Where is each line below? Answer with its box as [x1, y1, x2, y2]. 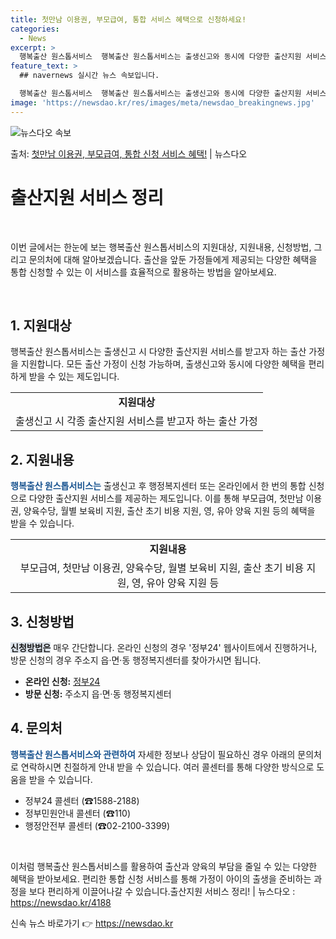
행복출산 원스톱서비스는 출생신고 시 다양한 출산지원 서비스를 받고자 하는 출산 [10, 346, 307, 358]
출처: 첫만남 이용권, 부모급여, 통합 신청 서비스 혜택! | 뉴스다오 [10, 147, 248, 160]
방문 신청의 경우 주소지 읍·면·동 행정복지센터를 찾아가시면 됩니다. [10, 654, 262, 666]
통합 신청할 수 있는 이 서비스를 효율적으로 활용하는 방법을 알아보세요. [10, 266, 277, 278]
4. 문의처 [10, 720, 63, 737]
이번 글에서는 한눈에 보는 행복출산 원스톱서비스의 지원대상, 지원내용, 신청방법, [10, 241, 312, 253]
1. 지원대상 [10, 317, 72, 334]
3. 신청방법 [10, 613, 75, 630]
